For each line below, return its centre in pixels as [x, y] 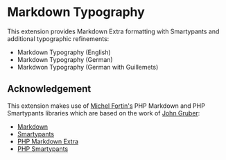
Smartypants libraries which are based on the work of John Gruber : [104, 113]
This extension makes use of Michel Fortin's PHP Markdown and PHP [106, 106]
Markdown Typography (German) [65, 59]
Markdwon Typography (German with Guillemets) [88, 67]
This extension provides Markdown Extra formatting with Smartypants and [113, 31]
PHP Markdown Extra [47, 141]
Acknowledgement [49, 89]
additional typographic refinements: [58, 38]
